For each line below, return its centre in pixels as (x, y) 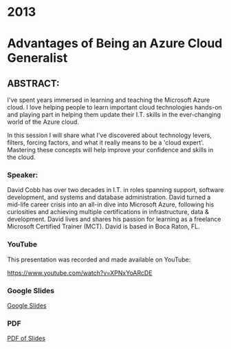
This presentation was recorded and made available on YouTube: (99, 260)
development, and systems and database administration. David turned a (109, 198)
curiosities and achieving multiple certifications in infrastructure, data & (108, 212)
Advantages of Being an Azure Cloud (115, 44)
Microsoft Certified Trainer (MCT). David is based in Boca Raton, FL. (104, 226)
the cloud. (21, 157)
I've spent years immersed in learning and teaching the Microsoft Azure (109, 100)
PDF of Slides (26, 339)
